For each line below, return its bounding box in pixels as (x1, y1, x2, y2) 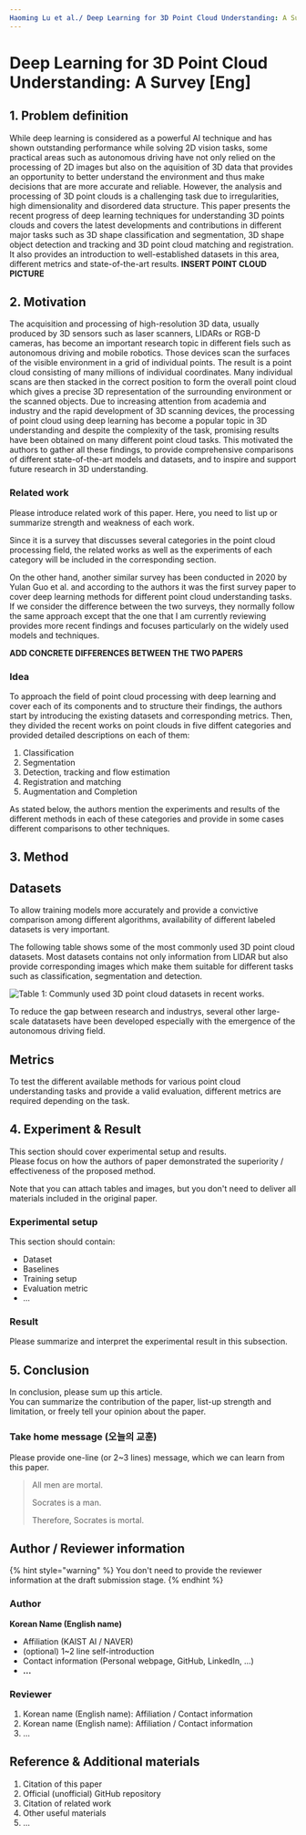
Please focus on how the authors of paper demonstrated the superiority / (9, 1155, 284, 1167)
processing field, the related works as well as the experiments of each (9, 544, 273, 555)
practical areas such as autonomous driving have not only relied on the (9, 151, 276, 162)
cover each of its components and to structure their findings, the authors (9, 701, 282, 712)
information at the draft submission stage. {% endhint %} (9, 1574, 224, 1586)
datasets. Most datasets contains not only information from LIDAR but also (9, 952, 289, 963)
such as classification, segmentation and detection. (9, 971, 203, 982)
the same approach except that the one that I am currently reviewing (9, 610, 267, 621)
